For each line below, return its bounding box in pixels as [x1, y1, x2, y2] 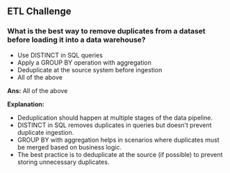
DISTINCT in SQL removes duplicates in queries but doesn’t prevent [17, 121, 212, 129]
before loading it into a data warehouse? [7, 35, 146, 44]
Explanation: [7, 100, 45, 108]
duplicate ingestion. [17, 128, 74, 136]
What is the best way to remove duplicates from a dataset [7, 26, 206, 36]
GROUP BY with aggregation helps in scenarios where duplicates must [17, 135, 220, 144]
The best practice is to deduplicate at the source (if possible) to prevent [17, 150, 223, 158]
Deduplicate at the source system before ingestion [17, 65, 163, 74]
